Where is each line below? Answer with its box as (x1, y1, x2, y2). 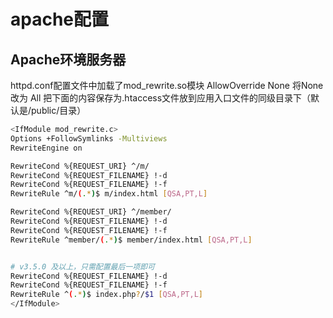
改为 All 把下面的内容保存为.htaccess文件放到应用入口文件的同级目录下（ (10, 92, 312, 104)
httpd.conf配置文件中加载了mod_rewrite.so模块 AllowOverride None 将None (10, 80, 324, 91)
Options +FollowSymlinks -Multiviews (10, 133, 168, 144)
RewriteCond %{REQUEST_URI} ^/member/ (10, 207, 172, 217)
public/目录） (31, 105, 87, 116)
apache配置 (10, 8, 110, 31)
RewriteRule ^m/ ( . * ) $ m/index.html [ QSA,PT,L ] (10, 189, 208, 199)
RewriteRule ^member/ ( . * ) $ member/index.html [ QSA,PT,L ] (10, 235, 253, 245)
